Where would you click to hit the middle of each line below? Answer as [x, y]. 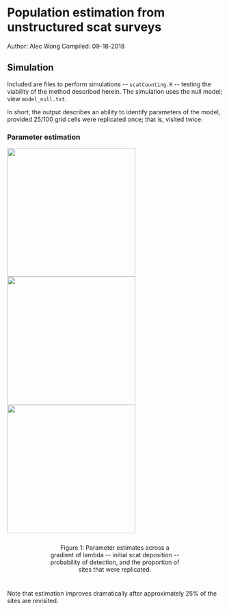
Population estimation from [86, 13]
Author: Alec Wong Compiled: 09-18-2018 [66, 46]
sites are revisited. [33, 601]
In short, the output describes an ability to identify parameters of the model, [114, 112]
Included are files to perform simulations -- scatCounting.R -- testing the [109, 84]
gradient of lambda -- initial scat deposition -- [115, 555]
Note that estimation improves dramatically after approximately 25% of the [112, 594]
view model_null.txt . [37, 99]
